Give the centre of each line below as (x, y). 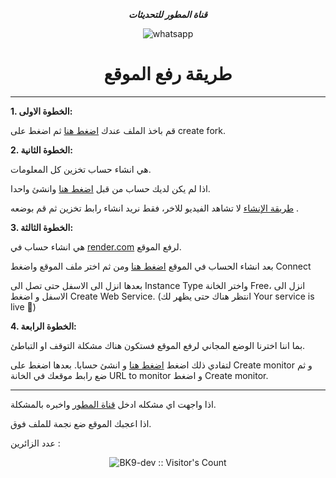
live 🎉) (23, 306)
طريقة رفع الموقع (168, 74)
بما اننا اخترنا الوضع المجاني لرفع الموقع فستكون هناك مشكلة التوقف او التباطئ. (158, 345)
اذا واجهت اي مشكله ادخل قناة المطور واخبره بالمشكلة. (113, 404)
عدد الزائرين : (35, 443)
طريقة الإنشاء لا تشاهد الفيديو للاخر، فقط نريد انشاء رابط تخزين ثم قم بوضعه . (155, 208)
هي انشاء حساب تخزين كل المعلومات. (81, 169)
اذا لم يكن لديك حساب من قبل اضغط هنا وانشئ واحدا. (110, 188)
